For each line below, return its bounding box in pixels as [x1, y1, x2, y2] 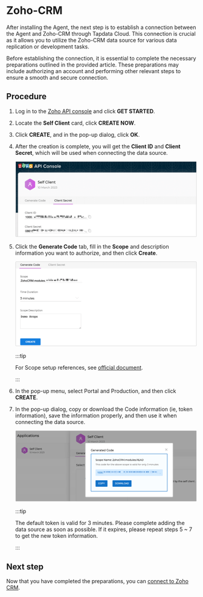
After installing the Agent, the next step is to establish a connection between [6, 24, 196, 31]
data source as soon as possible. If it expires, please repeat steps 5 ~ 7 [14, 526, 192, 533]
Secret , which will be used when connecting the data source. [14, 149, 168, 156]
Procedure [6, 91, 47, 102]
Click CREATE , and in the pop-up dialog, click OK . [14, 131, 140, 138]
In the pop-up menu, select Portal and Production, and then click [14, 388, 176, 395]
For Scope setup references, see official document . [14, 364, 143, 371]
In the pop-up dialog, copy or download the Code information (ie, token [14, 406, 193, 413]
